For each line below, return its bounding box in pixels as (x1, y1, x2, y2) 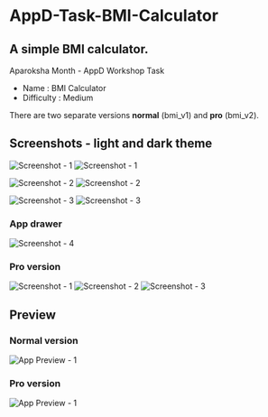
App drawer (9, 218, 63, 230)
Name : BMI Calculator (22, 83, 106, 93)
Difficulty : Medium (22, 92, 94, 103)
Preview (9, 307, 57, 322)
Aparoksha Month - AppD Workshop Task (9, 65, 165, 76)
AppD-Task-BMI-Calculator (9, 5, 219, 26)
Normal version (9, 334, 79, 347)
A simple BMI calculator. (9, 42, 149, 57)
